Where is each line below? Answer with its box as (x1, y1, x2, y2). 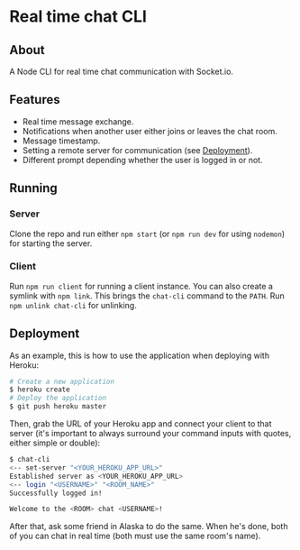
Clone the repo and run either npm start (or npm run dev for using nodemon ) (9, 228, 286, 239)
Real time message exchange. (22, 115, 134, 127)
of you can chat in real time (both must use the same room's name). (9, 530, 261, 542)
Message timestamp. (22, 135, 101, 146)
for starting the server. (9, 237, 93, 249)
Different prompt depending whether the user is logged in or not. (22, 154, 263, 165)
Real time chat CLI (9, 6, 147, 27)
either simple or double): (9, 437, 101, 448)
